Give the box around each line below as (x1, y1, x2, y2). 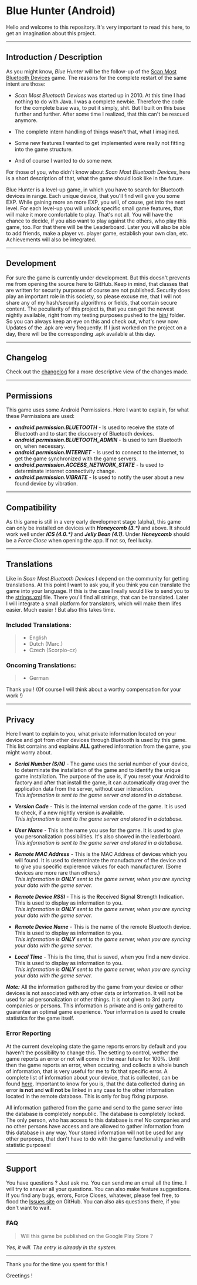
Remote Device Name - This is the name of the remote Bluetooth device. (14, 923, 191, 930)
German (29, 674, 49, 682)
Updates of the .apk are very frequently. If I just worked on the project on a (6, 324, 187, 331)
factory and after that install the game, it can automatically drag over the (14, 779, 189, 786)
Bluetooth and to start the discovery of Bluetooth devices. (14, 430, 154, 437)
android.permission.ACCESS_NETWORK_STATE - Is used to (14, 461, 164, 468)
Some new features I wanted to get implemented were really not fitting (14, 139, 185, 146)
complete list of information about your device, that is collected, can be (6, 1074, 178, 1081)
